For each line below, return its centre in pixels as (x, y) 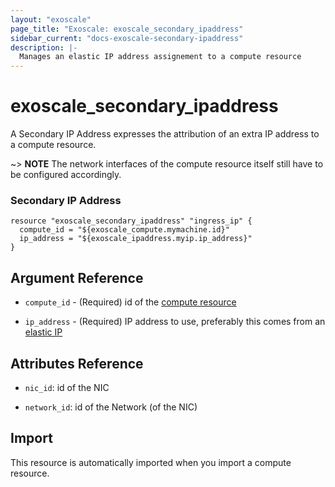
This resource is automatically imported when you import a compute (151, 462)
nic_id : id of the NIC (67, 387)
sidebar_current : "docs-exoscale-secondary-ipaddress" (127, 38)
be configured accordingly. (66, 175)
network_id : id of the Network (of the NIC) (111, 407)
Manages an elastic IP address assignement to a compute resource (160, 57)
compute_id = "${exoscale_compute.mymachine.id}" (124, 230)
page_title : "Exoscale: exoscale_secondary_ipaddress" (127, 29)
